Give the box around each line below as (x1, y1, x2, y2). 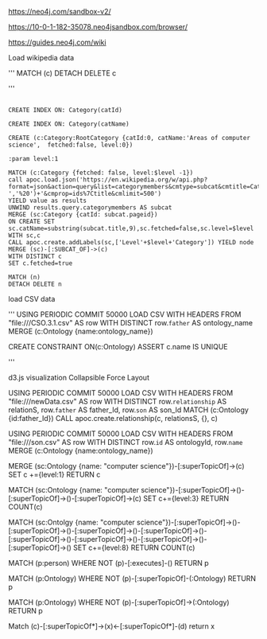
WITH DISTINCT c (8, 252, 62, 260)
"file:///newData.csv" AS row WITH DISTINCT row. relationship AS (8, 397, 227, 406)
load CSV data (8, 294, 56, 303)
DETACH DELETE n (8, 280, 62, 288)
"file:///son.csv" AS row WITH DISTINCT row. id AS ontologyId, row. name (8, 438, 243, 446)
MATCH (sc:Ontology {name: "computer (8, 485, 140, 494)
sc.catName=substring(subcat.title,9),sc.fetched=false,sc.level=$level (8, 224, 254, 232)
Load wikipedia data (8, 53, 75, 62)
